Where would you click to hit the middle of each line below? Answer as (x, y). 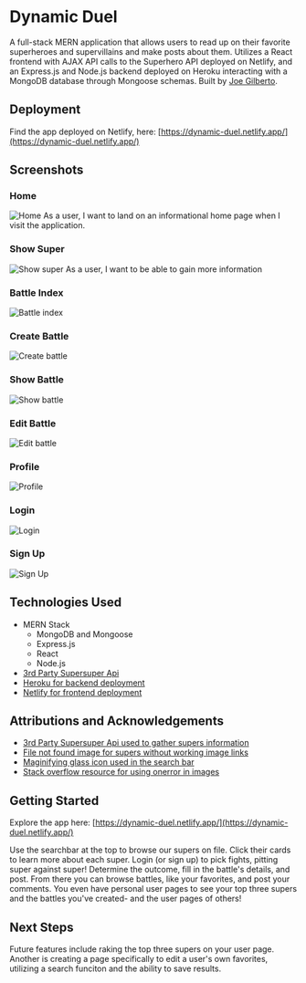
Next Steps (42, 927)
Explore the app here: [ (53, 822)
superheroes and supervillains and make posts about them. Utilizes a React (151, 51)
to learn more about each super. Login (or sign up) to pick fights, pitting (144, 860)
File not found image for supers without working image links (136, 753)
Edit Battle (33, 424)
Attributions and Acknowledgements (116, 722)
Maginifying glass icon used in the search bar (108, 762)
